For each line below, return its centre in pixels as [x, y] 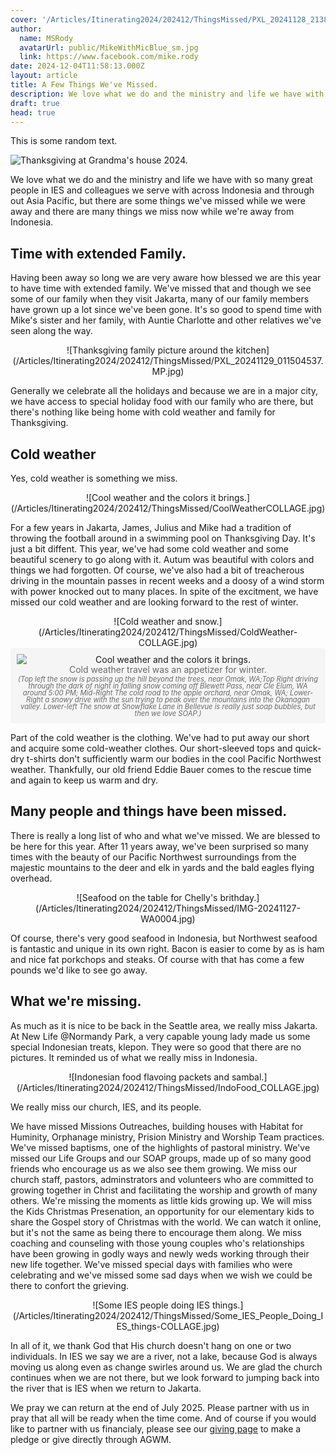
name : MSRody [46, 38]
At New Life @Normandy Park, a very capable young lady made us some [160, 1036]
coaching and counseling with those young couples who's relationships [157, 1243]
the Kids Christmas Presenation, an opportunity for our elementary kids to [162, 1211]
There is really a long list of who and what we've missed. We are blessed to [165, 835]
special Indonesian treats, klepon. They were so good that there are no [156, 1047]
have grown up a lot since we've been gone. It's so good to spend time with [166, 310]
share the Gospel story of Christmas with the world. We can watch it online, [166, 1222]
